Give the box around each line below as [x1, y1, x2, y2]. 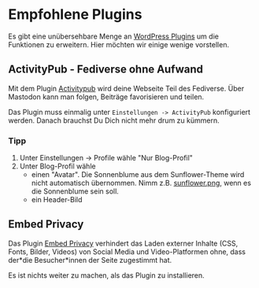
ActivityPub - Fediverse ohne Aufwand [8, 63, 203, 76]
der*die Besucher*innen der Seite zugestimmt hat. [8, 255, 172, 264]
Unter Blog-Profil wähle [19, 161, 96, 171]
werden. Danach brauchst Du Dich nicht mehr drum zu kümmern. [8, 116, 220, 125]
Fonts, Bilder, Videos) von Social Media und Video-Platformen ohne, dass [8, 246, 246, 257]
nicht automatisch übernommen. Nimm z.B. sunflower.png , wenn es [31, 179, 252, 188]
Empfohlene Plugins [8, 6, 142, 24]
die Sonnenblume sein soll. [31, 186, 120, 196]
